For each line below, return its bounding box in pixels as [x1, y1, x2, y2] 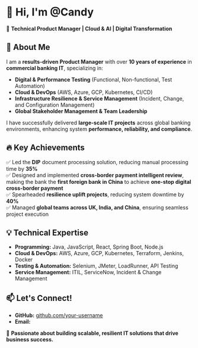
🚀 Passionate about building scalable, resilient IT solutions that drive [6, 330, 179, 337]
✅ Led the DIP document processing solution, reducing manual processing [6, 158, 189, 165]
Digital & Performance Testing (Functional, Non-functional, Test [14, 76, 173, 83]
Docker [14, 256, 33, 264]
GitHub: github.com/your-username [14, 312, 103, 319]
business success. [6, 336, 53, 343]
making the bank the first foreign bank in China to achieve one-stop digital [6, 178, 191, 185]
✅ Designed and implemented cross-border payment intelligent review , [6, 171, 184, 178]
